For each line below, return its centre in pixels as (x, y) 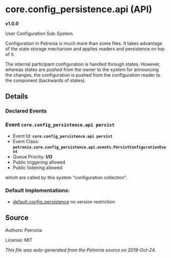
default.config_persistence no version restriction (64, 202)
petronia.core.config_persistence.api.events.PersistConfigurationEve (89, 147)
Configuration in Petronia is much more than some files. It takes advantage (84, 43)
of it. (10, 54)
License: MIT (19, 240)
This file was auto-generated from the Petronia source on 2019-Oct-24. (81, 250)
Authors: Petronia (24, 230)
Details (17, 96)
